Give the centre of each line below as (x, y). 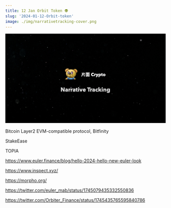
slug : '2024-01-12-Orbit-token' (39, 16)
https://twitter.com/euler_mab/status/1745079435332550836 (69, 190)
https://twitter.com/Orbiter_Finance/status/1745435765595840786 (75, 200)
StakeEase (16, 141)
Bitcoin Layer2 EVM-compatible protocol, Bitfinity (57, 131)
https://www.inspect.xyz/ (32, 170)
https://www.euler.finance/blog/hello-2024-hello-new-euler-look (73, 161)
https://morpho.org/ (26, 180)
